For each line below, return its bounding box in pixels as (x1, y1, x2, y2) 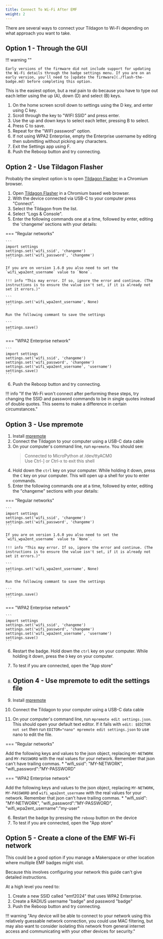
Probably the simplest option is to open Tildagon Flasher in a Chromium (5, 176, 148, 182)
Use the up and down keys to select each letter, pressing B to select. (12, 118, 149, 124)
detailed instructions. (5, 874, 47, 880)
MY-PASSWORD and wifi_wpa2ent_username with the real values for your (5, 790, 142, 796)
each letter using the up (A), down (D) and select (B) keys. (5, 93, 121, 99)
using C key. (12, 107, 38, 113)
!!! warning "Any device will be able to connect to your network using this (5, 913, 151, 919)
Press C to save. (12, 123, 45, 129)
